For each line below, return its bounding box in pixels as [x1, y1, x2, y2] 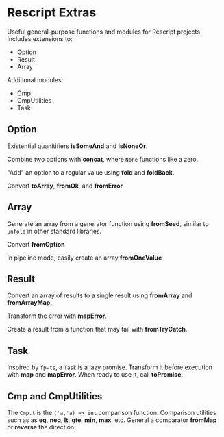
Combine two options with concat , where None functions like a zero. [7, 155, 199, 163]
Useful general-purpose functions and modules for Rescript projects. [7, 27, 202, 36]
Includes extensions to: [7, 34, 73, 42]
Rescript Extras [7, 5, 97, 21]
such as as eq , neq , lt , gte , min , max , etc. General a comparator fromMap [7, 416, 217, 424]
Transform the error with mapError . [7, 312, 108, 320]
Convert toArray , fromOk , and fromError [7, 182, 123, 190]
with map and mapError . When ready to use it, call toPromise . [7, 371, 184, 379]
